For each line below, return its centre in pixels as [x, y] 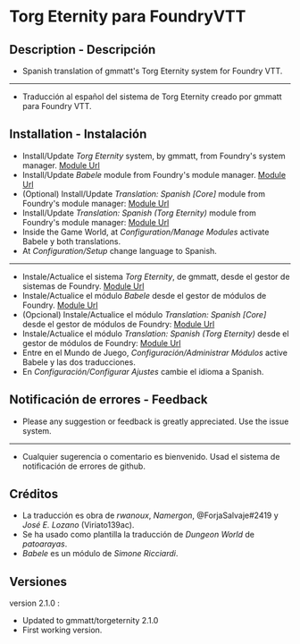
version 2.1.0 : [34, 603]
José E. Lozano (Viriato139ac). [78, 525]
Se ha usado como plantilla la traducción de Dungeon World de [138, 535]
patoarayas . [45, 544]
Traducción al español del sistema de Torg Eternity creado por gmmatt [152, 97]
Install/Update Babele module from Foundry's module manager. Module [154, 174]
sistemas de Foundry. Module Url [83, 286]
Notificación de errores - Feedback [108, 400]
